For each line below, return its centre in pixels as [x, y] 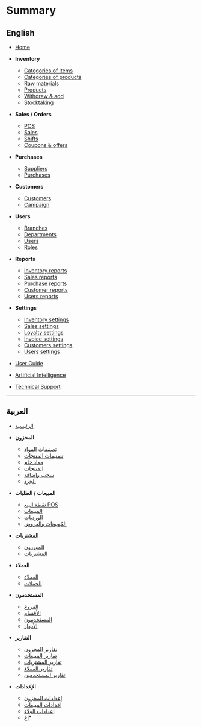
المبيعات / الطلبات [35, 493]
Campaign [37, 205]
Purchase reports [45, 283]
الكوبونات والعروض [45, 524]
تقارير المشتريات [43, 662]
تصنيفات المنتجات [44, 455]
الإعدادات [25, 686]
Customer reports [46, 290]
